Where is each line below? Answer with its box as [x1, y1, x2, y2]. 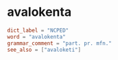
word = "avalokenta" [7, 33, 67, 40]
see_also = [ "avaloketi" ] [7, 46, 81, 53]
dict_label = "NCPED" [7, 27, 69, 34]
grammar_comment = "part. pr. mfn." [7, 39, 112, 47]
